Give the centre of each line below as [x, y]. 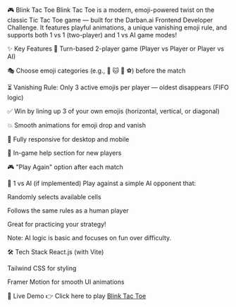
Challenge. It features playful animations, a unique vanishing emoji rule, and [117, 27]
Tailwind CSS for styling [42, 268]
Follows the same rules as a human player [68, 211]
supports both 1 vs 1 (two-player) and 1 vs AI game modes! [92, 35]
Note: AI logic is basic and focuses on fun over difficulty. [89, 238]
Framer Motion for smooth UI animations [66, 282]
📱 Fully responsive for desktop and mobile [68, 139]
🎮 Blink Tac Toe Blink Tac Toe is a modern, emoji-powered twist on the [111, 10]
